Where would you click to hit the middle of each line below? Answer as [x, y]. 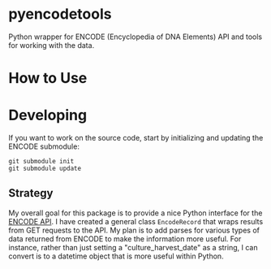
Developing [48, 115]
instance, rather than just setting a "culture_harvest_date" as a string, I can [133, 247]
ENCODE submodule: [44, 146]
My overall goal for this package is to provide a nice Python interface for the [135, 213]
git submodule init [41, 162]
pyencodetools [60, 14]
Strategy [31, 193]
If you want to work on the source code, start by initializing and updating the [136, 138]
